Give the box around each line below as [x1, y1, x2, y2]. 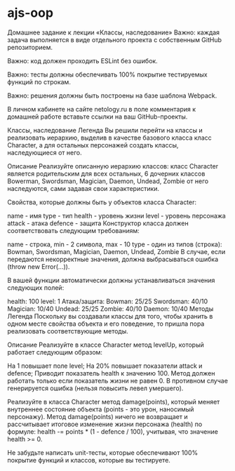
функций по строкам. [7, 77, 72, 86]
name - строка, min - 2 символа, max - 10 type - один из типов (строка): [7, 240, 222, 248]
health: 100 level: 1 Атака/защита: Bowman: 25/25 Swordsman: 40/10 [7, 297, 208, 305]
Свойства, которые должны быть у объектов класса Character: [7, 198, 197, 206]
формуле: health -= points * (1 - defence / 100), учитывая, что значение [7, 427, 219, 436]
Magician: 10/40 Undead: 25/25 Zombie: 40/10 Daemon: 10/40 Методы [7, 304, 214, 313]
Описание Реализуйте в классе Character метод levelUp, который [7, 340, 205, 349]
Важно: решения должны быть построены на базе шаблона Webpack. [7, 91, 217, 100]
